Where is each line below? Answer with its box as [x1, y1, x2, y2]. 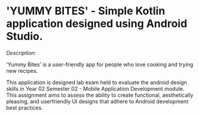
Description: [6, 49, 36, 56]
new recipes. [6, 67, 38, 74]
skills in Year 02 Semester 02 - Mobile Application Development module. [6, 85, 185, 92]
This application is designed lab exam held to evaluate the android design [6, 79, 187, 86]
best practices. [6, 104, 43, 111]
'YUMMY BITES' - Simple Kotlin [6, 4, 166, 18]
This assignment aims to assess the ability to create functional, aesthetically [6, 91, 194, 98]
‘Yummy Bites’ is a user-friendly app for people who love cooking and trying [6, 61, 194, 68]
